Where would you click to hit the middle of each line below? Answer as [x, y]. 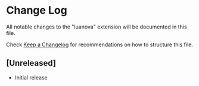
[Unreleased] [31, 63]
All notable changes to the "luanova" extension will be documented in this [97, 27]
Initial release [31, 77]
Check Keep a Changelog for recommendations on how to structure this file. [100, 44]
